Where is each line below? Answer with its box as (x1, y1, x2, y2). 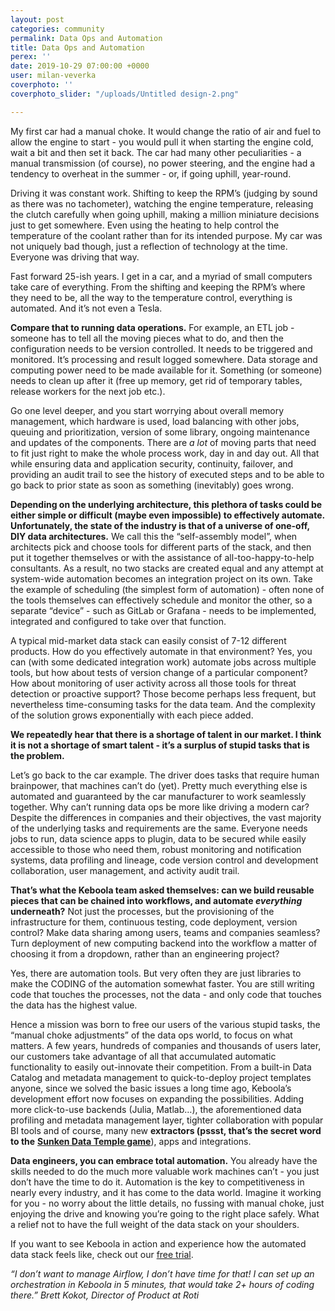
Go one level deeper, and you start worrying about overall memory (10, 404, 285, 416)
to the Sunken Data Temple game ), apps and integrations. (10, 1135, 252, 1147)
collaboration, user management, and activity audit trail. (10, 864, 240, 876)
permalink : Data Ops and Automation (10, 33, 163, 43)
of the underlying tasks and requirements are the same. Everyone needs (10, 822, 308, 834)
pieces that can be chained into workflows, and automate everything (10, 894, 303, 906)
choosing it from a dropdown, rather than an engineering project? (10, 947, 280, 960)
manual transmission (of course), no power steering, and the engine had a (10, 157, 316, 169)
